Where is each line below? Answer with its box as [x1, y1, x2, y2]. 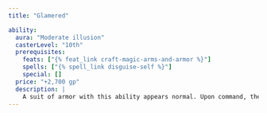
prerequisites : [15, 49, 66, 56]
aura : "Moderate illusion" [15, 33, 105, 41]
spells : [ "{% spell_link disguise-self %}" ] [22, 63, 172, 72]
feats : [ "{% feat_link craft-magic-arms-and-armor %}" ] [22, 56, 212, 64]
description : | [15, 85, 66, 93]
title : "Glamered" [8, 11, 69, 20]
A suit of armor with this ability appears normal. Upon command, [22, 92, 247, 100]
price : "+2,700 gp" [15, 77, 80, 86]
